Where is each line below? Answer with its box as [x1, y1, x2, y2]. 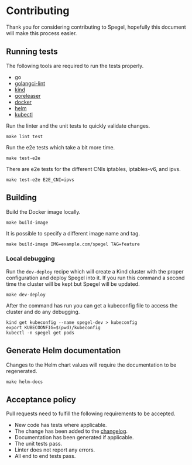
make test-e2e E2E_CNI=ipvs [6, 177, 75, 183]
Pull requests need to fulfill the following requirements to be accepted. [6, 410, 176, 417]
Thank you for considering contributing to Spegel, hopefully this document [6, 23, 186, 30]
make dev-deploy [6, 292, 46, 298]
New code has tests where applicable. [14, 422, 107, 429]
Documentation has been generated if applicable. [14, 434, 134, 441]
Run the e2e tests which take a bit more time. [6, 143, 115, 151]
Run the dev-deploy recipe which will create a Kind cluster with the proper [6, 268, 184, 275]
